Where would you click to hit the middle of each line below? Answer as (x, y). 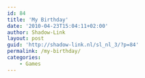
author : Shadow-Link (37, 32)
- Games (30, 64)
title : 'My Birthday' (38, 20)
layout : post (26, 39)
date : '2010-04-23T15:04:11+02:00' (58, 26)
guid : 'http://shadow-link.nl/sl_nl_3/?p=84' (73, 45)
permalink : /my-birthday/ (44, 52)
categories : (24, 58)
